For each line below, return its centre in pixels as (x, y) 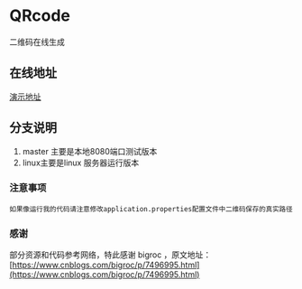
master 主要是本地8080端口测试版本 (90, 151)
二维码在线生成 (37, 42)
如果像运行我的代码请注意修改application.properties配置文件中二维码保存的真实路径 (151, 209)
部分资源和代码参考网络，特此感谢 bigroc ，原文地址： (110, 255)
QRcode (40, 16)
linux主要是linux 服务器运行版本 (81, 163)
